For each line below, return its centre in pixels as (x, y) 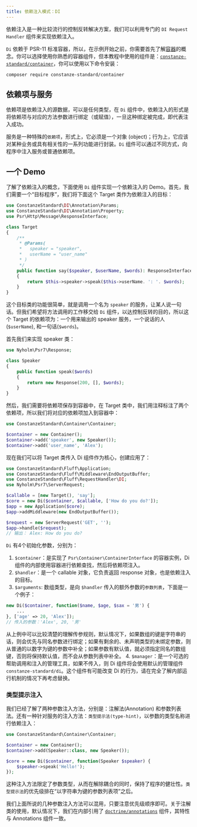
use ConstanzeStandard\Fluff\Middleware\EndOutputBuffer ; (78, 474)
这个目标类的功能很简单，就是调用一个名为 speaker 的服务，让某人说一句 (94, 305)
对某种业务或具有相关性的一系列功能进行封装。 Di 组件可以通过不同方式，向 (97, 144)
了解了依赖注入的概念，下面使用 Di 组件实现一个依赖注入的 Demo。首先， (95, 187)
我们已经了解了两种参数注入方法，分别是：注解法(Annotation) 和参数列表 (94, 709)
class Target (22, 227)
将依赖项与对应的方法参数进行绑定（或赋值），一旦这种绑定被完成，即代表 (95, 117)
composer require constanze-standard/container (65, 75)
